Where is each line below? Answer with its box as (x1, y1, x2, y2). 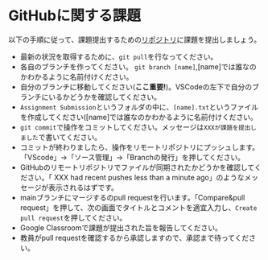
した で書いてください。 (26, 132, 102, 142)
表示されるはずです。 (47, 182, 119, 192)
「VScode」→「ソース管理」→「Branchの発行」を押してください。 (19, 152, 245, 162)
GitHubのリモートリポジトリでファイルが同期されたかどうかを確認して (19, 162, 255, 172)
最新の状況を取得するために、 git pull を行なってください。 (19, 52, 218, 61)
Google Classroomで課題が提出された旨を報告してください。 (19, 222, 223, 233)
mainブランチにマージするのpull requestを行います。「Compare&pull (19, 192, 245, 202)
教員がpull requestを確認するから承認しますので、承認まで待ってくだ (19, 233, 249, 242)
